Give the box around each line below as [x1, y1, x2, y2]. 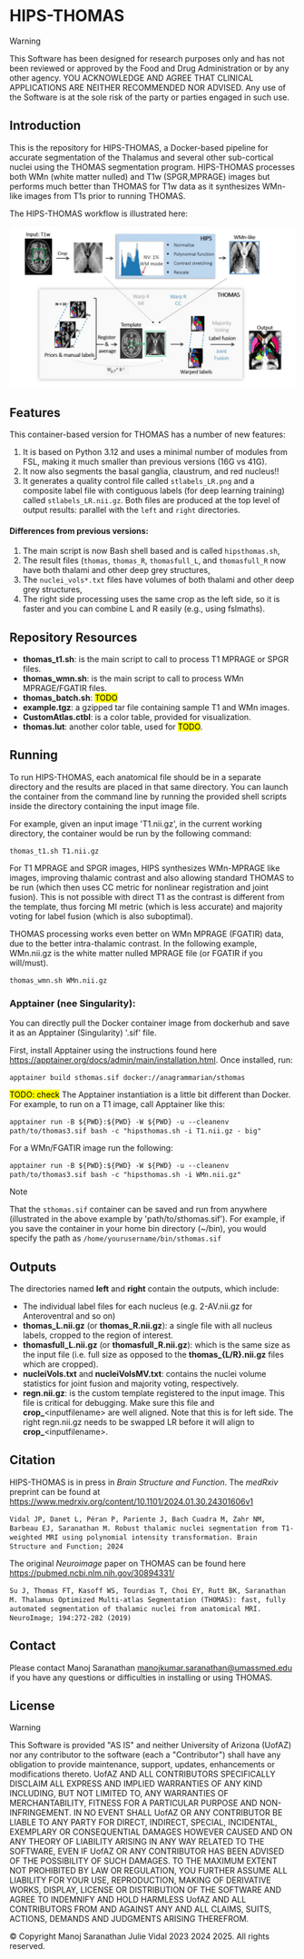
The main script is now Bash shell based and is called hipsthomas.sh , [22, 546, 280, 557]
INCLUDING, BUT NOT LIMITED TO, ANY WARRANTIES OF [9, 1788, 229, 1799]
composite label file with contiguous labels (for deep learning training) [22, 485, 286, 496]
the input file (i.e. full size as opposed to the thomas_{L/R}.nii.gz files [22, 1350, 284, 1360]
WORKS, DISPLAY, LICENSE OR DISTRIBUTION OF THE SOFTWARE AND [9, 1885, 282, 1895]
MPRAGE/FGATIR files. [22, 683, 107, 694]
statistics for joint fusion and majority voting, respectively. [22, 1378, 240, 1389]
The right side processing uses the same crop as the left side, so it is [22, 594, 280, 605]
